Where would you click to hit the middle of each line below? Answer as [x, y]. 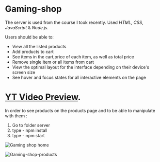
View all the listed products [39, 46]
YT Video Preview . [43, 97]
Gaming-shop [33, 9]
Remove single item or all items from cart [53, 62]
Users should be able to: [30, 37]
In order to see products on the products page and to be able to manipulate [80, 110]
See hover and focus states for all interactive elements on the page [79, 77]
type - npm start [28, 135]
